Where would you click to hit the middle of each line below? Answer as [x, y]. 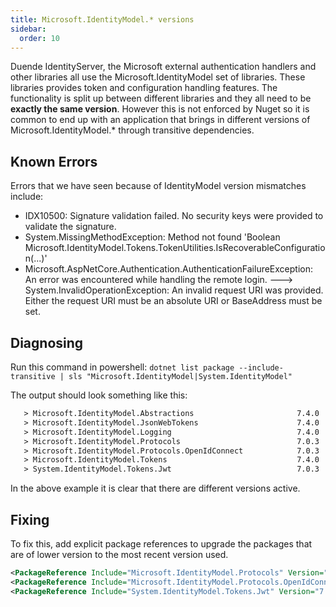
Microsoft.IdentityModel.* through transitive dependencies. [132, 130]
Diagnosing [47, 342]
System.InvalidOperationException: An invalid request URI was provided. [174, 290]
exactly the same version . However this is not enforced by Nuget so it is [160, 109]
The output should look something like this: [99, 395]
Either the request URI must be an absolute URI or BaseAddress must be [173, 301]
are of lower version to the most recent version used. [119, 554]
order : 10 [39, 38]
